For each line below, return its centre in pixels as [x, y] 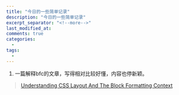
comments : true [25, 34]
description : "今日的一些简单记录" [46, 17]
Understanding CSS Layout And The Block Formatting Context [97, 85]
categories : [21, 39]
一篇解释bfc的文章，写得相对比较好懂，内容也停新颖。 [81, 73]
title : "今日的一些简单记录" [38, 12]
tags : [13, 50]
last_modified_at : [29, 28]
